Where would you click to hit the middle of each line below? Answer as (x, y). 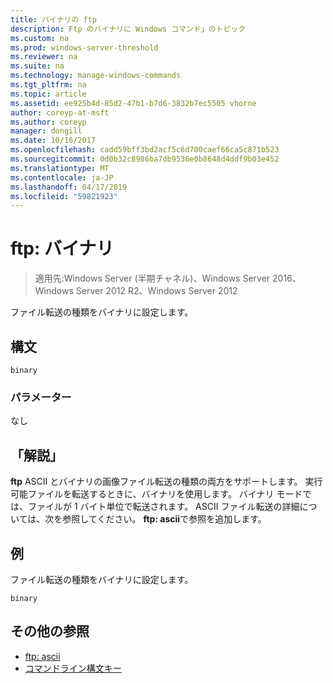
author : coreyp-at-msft (60, 112)
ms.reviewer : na (44, 57)
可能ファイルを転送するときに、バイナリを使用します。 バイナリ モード (156, 494)
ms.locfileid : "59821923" (64, 196)
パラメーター (41, 397)
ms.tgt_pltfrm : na (48, 85)
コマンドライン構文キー (73, 668)
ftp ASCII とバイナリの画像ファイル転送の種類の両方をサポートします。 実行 (166, 482)
